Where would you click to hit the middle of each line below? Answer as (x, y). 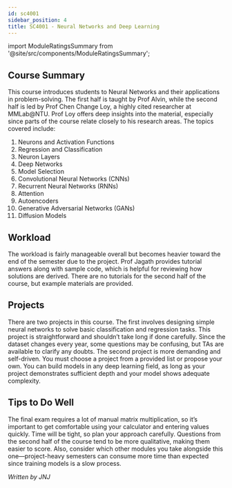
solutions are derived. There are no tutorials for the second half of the (107, 276)
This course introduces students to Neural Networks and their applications (114, 92)
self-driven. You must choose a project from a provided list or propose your (115, 359)
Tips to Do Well (41, 403)
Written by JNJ (29, 477)
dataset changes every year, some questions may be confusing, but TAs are (116, 344)
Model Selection (41, 172)
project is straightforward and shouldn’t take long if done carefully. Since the (117, 336)
